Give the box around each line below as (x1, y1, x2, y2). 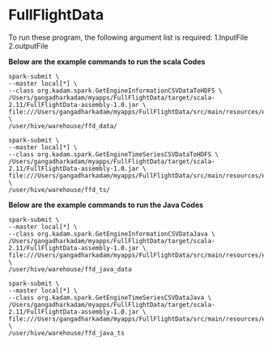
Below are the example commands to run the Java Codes (8, 200, 204, 210)
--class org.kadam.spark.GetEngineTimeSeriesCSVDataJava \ (8, 293, 212, 301)
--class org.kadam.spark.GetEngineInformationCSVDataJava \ (8, 229, 216, 238)
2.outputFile (8, 40, 49, 50)
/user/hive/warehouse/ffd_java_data (8, 265, 132, 273)
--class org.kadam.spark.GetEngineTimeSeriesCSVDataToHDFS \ (8, 150, 219, 159)
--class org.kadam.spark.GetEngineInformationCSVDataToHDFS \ (8, 87, 223, 95)
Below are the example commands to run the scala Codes (8, 57, 206, 66)
